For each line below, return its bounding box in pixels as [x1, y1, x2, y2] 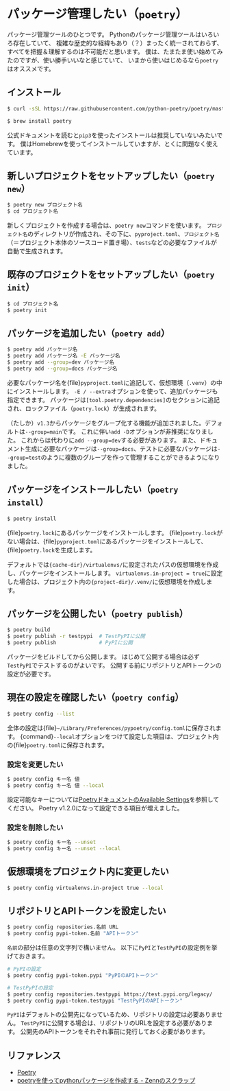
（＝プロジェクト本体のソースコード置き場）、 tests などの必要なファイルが [7, 238, 218, 247]
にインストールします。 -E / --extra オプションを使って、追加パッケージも [7, 387, 218, 395]
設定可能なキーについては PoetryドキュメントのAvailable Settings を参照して [7, 795, 220, 803]
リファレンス [7, 1049, 62, 1061]
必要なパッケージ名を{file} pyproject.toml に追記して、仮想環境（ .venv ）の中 [7, 378, 222, 386]
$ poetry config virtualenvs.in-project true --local [7, 884, 164, 891]
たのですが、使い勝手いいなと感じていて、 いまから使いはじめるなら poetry [7, 56, 219, 64]
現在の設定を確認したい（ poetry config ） [7, 692, 184, 703]
